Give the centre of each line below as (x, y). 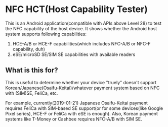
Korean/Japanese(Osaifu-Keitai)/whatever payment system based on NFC (82, 88)
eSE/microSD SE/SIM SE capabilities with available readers (74, 54)
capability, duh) (29, 49)
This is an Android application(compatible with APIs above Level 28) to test (83, 23)
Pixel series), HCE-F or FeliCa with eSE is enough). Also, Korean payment (81, 113)
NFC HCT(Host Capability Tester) (77, 9)
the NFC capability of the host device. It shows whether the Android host (81, 28)
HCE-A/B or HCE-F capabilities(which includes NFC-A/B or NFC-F (81, 43)
